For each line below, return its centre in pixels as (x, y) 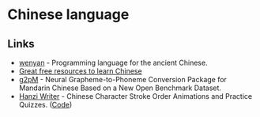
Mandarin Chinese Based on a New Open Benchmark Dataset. (120, 88)
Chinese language (68, 15)
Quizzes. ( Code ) (45, 105)
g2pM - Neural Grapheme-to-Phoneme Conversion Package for (122, 79)
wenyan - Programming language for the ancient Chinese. (113, 62)
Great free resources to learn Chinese (81, 71)
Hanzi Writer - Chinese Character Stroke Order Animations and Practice (136, 96)
